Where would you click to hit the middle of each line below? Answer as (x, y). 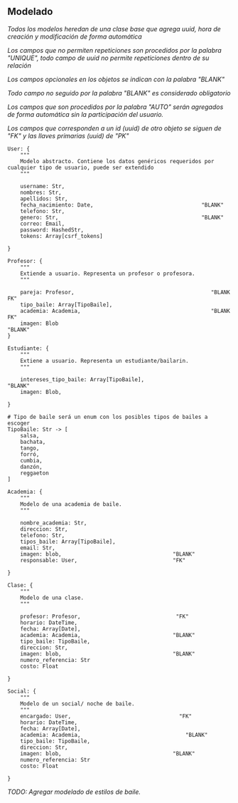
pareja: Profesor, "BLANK (125, 292)
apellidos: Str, (44, 199)
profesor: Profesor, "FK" (105, 616)
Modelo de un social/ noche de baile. (77, 704)
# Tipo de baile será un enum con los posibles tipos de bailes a (108, 417)
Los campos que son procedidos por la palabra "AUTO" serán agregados (115, 107)
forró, (30, 454)
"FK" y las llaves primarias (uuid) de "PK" (68, 135)
